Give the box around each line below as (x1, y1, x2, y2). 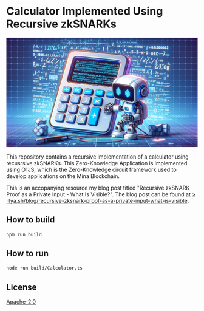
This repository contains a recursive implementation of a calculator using (6, 153, 189, 160)
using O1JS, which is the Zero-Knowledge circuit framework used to (6, 166, 177, 173)
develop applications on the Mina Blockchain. (6, 172, 120, 180)
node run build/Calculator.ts (6, 265, 83, 272)
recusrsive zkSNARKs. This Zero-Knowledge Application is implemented (6, 159, 188, 166)
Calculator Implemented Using (6, 4, 163, 18)
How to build (6, 214, 55, 225)
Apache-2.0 (6, 298, 36, 306)
